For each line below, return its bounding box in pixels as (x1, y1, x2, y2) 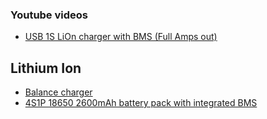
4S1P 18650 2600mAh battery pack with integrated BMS (24, 97, 258, 109)
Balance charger (24, 86, 93, 98)
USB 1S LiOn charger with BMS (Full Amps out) (24, 31, 218, 43)
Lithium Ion (10, 59, 82, 77)
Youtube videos (10, 8, 88, 22)
